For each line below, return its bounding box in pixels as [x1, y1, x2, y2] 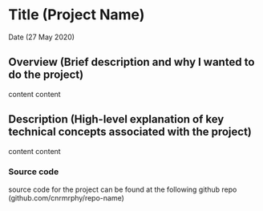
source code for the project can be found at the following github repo [8, 185, 237, 194]
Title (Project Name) [8, 6, 145, 24]
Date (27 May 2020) [8, 32, 75, 42]
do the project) [8, 68, 84, 82]
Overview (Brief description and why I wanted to [8, 55, 255, 69]
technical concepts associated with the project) [8, 125, 253, 139]
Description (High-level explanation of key [8, 112, 225, 126]
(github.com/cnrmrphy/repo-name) [8, 193, 124, 202]
